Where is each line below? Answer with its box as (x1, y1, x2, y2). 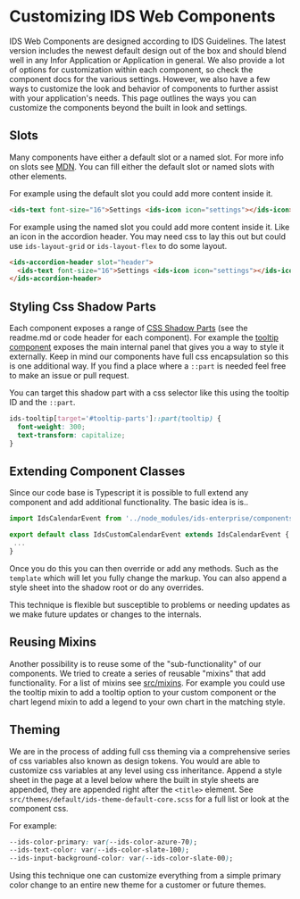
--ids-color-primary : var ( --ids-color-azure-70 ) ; (9, 837, 198, 846)
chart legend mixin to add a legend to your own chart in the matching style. (9, 696, 286, 707)
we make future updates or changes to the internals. (9, 609, 203, 620)
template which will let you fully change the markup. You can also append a (9, 572, 287, 583)
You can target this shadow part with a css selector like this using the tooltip (9, 387, 290, 398)
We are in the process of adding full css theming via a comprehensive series (9, 745, 291, 756)
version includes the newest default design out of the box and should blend (9, 45, 287, 55)
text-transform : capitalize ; (17, 430, 126, 439)
